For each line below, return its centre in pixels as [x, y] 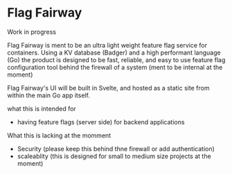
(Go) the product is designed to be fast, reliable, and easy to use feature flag [116, 59]
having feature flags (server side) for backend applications [101, 122]
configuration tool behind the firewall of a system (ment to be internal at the [115, 67]
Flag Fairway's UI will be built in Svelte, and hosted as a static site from [108, 88]
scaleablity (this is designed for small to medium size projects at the [114, 156]
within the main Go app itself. [48, 95]
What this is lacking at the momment [59, 135]
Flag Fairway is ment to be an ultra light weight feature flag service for [107, 45]
